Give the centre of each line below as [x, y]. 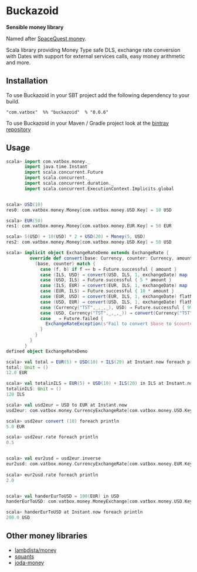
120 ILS [16, 395]
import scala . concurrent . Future [64, 172]
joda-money [29, 563]
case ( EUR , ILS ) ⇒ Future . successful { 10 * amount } [107, 291]
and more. [18, 62]
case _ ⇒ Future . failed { [72, 318]
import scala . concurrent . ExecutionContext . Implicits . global [99, 189]
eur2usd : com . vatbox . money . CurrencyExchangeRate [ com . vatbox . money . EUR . [95, 464]
